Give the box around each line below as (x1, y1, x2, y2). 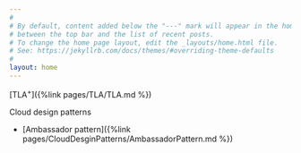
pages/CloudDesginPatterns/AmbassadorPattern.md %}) (21, 133, 234, 144)
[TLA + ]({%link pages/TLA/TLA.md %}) (9, 87, 152, 99)
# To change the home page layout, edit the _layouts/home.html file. (9, 38, 279, 47)
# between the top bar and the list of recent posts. (9, 30, 215, 38)
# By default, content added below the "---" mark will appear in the (9, 21, 279, 30)
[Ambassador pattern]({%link (21, 123, 132, 134)
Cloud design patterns (9, 106, 92, 117)
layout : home (9, 64, 58, 72)
